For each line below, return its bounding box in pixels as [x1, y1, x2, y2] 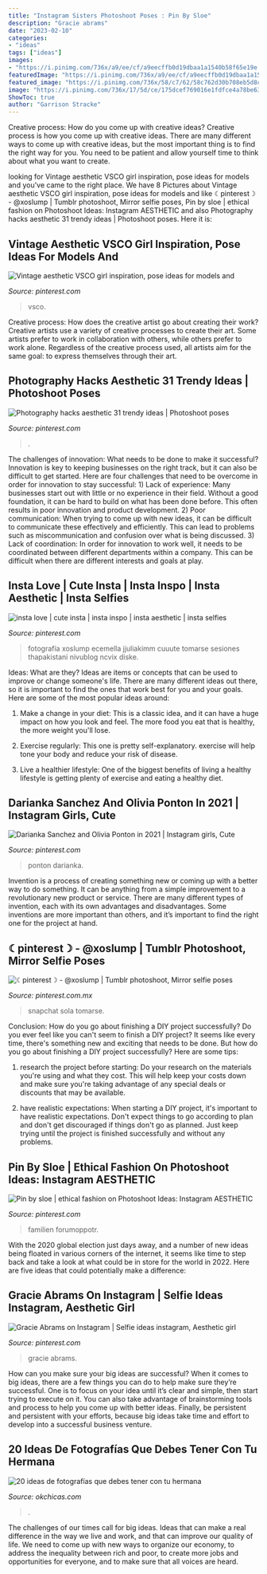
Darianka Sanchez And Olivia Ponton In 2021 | [8, 796, 239, 809]
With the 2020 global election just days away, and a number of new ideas [8, 1241, 249, 1249]
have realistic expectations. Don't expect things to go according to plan [19, 1112, 253, 1121]
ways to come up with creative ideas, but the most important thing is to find [8, 140, 256, 149]
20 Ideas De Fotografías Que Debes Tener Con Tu [8, 1442, 257, 1456]
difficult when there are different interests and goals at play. [8, 556, 204, 565]
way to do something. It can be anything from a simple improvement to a [8, 884, 246, 894]
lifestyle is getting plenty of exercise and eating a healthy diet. [19, 773, 224, 782]
